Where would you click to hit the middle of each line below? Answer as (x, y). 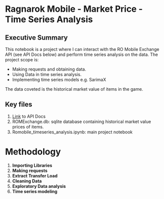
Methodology (33, 152)
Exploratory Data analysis (39, 186)
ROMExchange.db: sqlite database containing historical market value (82, 122)
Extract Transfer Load (35, 175)
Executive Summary (36, 37)
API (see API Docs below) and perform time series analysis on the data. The (82, 54)
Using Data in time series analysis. (47, 74)
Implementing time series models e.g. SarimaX (59, 80)
